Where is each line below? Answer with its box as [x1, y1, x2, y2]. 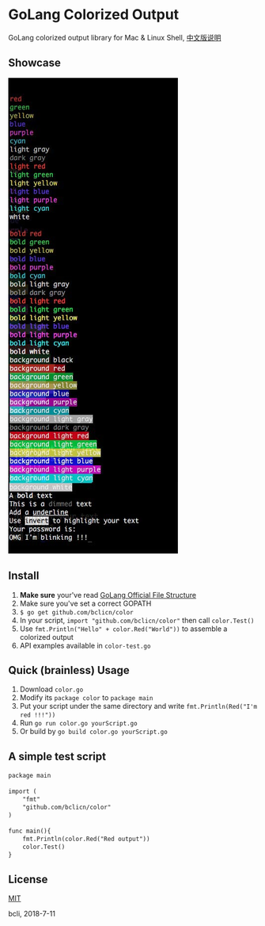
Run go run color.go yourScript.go [19, 718, 138, 728]
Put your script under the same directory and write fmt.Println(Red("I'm [19, 702, 258, 711]
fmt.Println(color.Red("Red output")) [22, 835, 150, 844]
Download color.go [19, 684, 84, 694]
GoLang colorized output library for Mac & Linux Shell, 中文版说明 [8, 33, 221, 42]
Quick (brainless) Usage [8, 664, 131, 677]
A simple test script [8, 749, 107, 763]
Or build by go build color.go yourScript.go [19, 727, 168, 737]
